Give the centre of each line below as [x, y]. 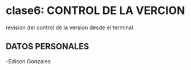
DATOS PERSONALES [48, 47]
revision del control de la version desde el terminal [69, 27]
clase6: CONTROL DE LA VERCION [95, 11]
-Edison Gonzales [28, 61]
